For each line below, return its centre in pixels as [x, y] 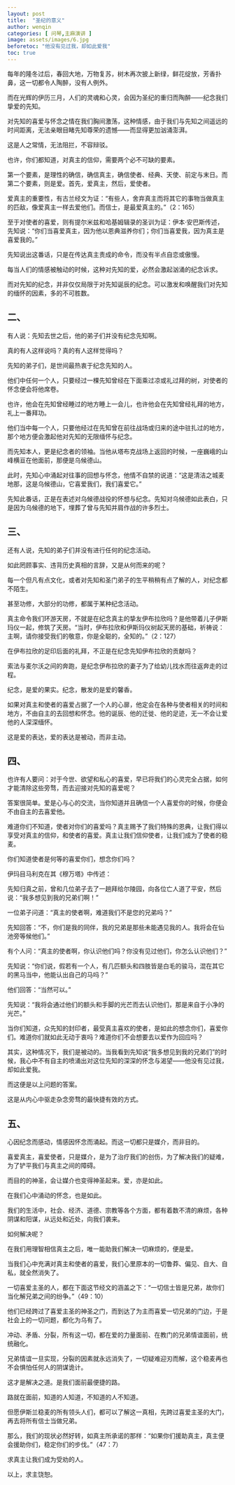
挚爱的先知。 [26, 106]
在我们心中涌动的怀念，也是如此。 [56, 1196]
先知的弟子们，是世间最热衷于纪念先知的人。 [72, 365]
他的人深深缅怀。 [32, 722]
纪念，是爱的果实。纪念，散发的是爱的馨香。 [72, 689]
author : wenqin [29, 27]
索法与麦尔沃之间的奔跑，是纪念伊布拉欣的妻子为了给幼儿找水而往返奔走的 [114, 666]
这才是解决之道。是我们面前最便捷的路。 [65, 1383]
